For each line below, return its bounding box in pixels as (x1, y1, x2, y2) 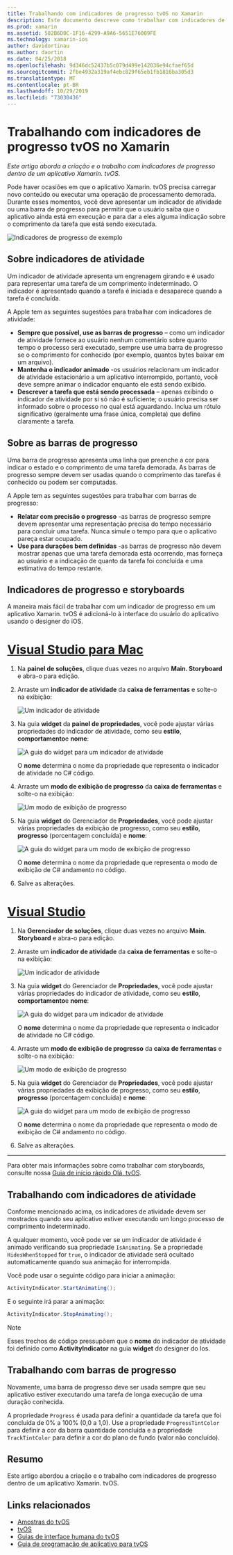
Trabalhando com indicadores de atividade (7, 1189, 196, 1200)
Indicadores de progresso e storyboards (7, 583, 185, 595)
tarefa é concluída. (7, 293, 61, 303)
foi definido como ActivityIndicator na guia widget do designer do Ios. (7, 1344, 210, 1353)
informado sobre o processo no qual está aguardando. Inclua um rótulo (17, 402, 221, 410)
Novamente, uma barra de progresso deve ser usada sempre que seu (7, 1383, 206, 1391)
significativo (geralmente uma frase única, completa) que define (17, 410, 201, 418)
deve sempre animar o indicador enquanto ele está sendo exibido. (17, 380, 207, 388)
